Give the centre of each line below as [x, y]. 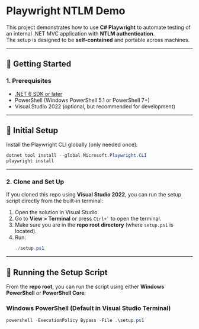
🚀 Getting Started [39, 64]
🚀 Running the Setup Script [57, 272]
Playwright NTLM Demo [66, 11]
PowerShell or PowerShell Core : [46, 293]
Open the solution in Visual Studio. [57, 212]
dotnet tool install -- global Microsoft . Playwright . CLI [76, 156]
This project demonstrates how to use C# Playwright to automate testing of [98, 27]
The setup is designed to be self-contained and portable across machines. [98, 40]
